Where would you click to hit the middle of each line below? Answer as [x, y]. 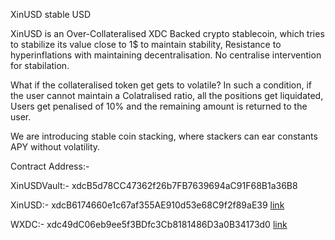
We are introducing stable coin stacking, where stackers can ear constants [164, 136]
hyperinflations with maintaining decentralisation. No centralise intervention [166, 55]
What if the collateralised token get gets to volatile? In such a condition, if [161, 85]
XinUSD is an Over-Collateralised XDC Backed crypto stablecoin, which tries [167, 33]
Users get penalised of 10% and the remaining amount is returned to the [159, 106]
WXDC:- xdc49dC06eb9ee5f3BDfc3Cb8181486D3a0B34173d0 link [149, 224]
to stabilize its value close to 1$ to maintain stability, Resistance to [146, 44]
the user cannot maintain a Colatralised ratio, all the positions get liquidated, [167, 95]
